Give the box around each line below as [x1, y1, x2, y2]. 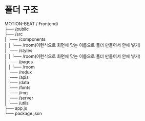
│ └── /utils [4, 100, 29, 106]
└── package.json [4, 110, 42, 116]
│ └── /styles [4, 47, 33, 53]
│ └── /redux [4, 69, 32, 75]
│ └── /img [4, 89, 28, 95]
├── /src [4, 31, 23, 37]
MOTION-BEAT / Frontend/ [4, 20, 59, 27]
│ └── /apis [4, 74, 29, 80]
